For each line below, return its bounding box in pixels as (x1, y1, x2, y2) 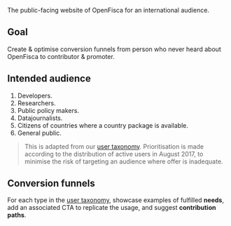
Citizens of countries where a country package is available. (17, 121, 189, 129)
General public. (17, 128, 62, 137)
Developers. (17, 91, 52, 100)
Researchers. (17, 98, 56, 107)
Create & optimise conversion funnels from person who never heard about (7, 45, 222, 53)
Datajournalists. (17, 114, 63, 122)
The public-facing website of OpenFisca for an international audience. (7, 6, 210, 14)
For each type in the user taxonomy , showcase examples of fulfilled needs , (7, 196, 224, 204)
